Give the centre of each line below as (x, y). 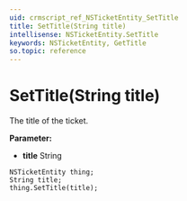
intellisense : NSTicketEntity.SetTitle (84, 34)
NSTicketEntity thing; (52, 172)
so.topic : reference (48, 51)
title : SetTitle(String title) (68, 26)
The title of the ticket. (49, 121)
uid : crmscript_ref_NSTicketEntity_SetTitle (94, 18)
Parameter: (31, 138)
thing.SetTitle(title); (54, 188)
